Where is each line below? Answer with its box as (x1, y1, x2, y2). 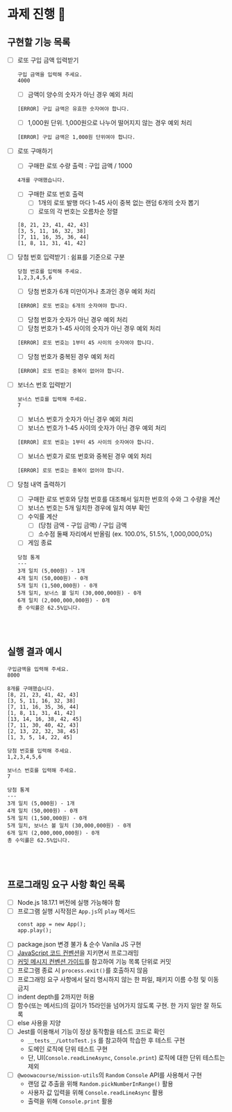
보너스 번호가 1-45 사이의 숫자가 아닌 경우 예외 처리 (27, 424, 167, 432)
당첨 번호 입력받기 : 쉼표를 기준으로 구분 (17, 252, 125, 261)
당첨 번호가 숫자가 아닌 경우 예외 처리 (27, 315, 129, 323)
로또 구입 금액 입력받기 (17, 56, 79, 64)
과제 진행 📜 (7, 6, 66, 22)
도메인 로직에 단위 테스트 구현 (27, 1045, 108, 1053)
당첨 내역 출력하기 (17, 481, 66, 489)
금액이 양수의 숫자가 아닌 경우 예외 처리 (27, 90, 134, 99)
